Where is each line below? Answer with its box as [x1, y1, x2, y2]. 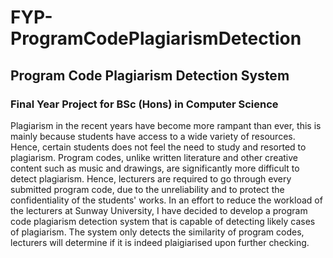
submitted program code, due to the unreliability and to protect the [10, 183, 285, 195]
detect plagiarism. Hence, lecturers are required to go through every [10, 172, 292, 185]
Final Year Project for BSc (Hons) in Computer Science [10, 97, 279, 111]
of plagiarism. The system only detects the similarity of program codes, [10, 226, 305, 238]
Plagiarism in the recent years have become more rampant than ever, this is [10, 119, 322, 131]
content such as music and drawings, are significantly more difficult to [10, 162, 300, 174]
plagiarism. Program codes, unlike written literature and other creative [10, 151, 299, 163]
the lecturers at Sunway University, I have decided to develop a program [10, 204, 308, 216]
